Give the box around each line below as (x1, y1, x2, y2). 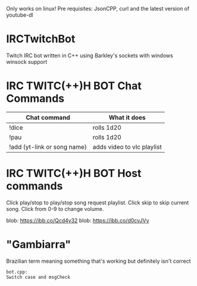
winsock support (6, 58, 48, 65)
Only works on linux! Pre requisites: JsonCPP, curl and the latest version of (6, 5, 190, 12)
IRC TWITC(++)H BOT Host (6, 167, 142, 181)
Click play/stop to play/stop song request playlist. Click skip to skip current (6, 199, 189, 206)
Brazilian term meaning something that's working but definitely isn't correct (6, 257, 192, 265)
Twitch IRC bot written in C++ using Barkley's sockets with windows (6, 52, 174, 59)
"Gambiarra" (6, 238, 71, 251)
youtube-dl (6, 11, 34, 18)
